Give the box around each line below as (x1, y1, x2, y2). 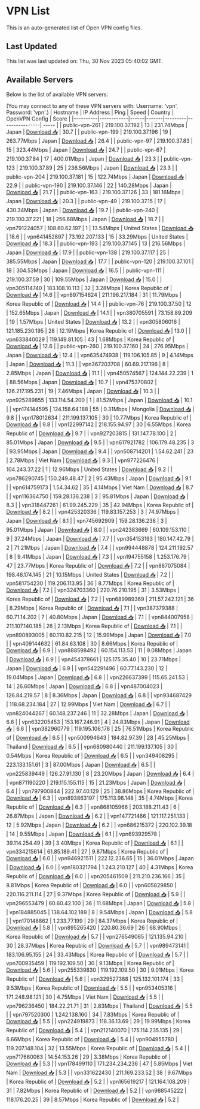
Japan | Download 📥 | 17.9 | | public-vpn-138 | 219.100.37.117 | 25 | (6, 249, 170, 256)
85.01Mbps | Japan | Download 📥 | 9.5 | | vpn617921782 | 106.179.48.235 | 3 (6, 439, 195, 446)
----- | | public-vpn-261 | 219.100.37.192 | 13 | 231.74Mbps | (42, 121, 188, 128)
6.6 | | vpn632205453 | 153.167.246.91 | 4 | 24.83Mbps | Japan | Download (6, 718, 190, 725)
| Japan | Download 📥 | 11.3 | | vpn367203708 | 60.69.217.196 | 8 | (6, 360, 169, 367)
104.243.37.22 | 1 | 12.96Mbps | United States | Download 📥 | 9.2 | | (6, 466, 173, 473)
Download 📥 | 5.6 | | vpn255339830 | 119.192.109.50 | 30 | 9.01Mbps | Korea (6, 966, 194, 974)
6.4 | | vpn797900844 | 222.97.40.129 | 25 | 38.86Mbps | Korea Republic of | (6, 787, 195, 795)
